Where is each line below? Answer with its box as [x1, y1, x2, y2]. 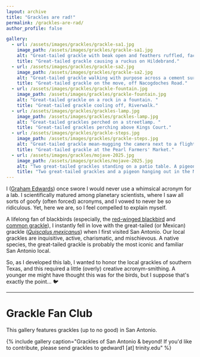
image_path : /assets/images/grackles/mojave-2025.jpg [17, 158, 153, 164]
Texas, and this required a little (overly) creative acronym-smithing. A [6, 265, 176, 273]
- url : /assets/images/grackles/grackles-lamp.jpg [11, 108, 140, 114]
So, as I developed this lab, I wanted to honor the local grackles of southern [6, 259, 192, 266]
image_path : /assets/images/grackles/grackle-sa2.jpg [17, 69, 153, 75]
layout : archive [6, 8, 46, 15]
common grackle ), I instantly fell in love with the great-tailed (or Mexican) [6, 222, 186, 229]
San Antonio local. [6, 248, 51, 255]
